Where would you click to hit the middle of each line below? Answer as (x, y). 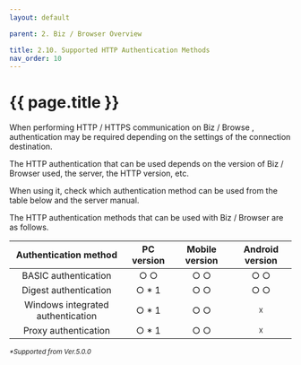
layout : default (39, 17)
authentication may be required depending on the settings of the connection (150, 137)
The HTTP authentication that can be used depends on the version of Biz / (146, 164)
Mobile (202, 249)
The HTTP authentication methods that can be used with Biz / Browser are (146, 218)
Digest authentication (67, 291)
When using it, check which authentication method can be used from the (143, 191)
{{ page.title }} (64, 103)
